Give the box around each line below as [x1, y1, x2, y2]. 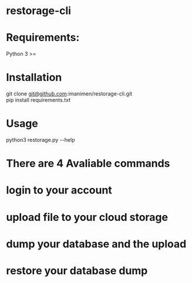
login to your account [6, 183, 113, 197]
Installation [6, 71, 62, 84]
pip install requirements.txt [6, 97, 71, 104]
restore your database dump [6, 264, 148, 277]
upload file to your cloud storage [6, 210, 169, 224]
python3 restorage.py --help [6, 137, 75, 143]
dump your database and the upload [6, 237, 187, 250]
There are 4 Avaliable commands [6, 157, 170, 171]
